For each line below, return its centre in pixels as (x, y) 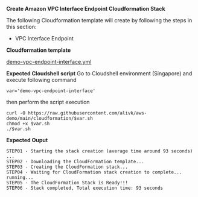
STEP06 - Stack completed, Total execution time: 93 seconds (85, 188)
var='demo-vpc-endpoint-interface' (51, 91)
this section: (21, 27)
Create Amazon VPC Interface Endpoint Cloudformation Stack (86, 9)
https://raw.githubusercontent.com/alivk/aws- (88, 113)
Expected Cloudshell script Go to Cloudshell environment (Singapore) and (99, 73)
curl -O (16, 113)
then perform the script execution (48, 102)
